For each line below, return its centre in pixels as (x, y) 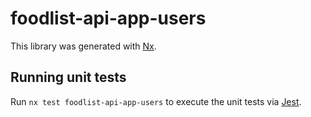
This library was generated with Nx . (83, 46)
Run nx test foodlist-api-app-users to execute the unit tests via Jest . (156, 101)
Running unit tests (68, 77)
